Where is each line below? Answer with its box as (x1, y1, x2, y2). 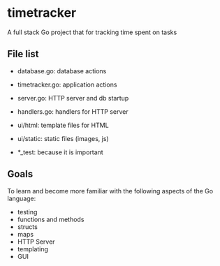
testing (17, 207, 38, 216)
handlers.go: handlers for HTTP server (17, 107, 129, 116)
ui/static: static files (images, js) (17, 134, 110, 142)
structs (17, 222, 38, 231)
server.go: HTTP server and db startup (17, 94, 129, 102)
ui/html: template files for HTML (17, 121, 110, 129)
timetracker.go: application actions (17, 80, 117, 89)
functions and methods (17, 215, 85, 223)
